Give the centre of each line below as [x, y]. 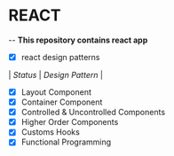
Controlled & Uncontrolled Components [93, 113]
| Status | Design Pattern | [56, 75]
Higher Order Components [70, 122]
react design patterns [60, 57]
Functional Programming [66, 142]
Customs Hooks [51, 132]
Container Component [62, 102]
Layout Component [56, 92]
